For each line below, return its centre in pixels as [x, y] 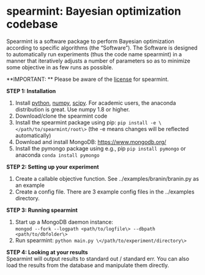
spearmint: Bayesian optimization [94, 11]
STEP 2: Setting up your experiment [53, 167]
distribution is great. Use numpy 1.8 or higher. [73, 109]
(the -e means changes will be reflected [138, 129]
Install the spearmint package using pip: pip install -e [85, 122]
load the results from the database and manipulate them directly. [88, 265]
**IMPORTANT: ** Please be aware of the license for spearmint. [88, 79]
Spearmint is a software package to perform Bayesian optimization [90, 41]
